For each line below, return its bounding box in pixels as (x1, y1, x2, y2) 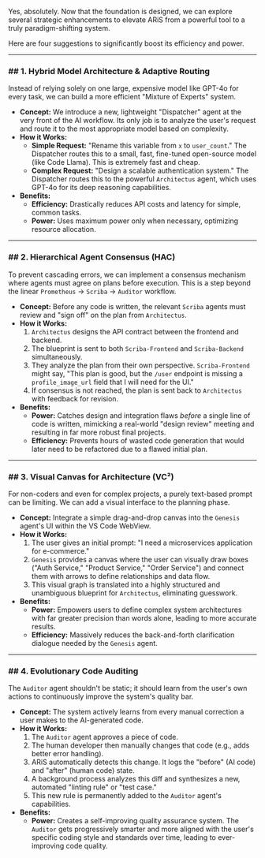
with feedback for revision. (31, 394, 119, 403)
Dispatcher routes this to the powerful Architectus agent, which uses (31, 174, 257, 184)
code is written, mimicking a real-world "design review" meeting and (31, 419, 255, 428)
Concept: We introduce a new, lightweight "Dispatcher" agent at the (19, 107, 242, 117)
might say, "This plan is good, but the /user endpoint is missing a (31, 368, 243, 378)
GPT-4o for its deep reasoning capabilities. (31, 183, 172, 192)
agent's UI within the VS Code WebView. (19, 520, 151, 531)
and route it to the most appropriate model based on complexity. (19, 124, 229, 133)
